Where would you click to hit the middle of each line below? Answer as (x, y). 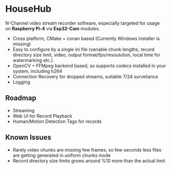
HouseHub (28, 9)
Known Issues (28, 138)
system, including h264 (37, 71)
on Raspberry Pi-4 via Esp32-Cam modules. (53, 28)
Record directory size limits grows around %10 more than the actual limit (89, 161)
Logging (21, 82)
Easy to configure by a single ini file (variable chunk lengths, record (83, 49)
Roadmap (21, 98)
